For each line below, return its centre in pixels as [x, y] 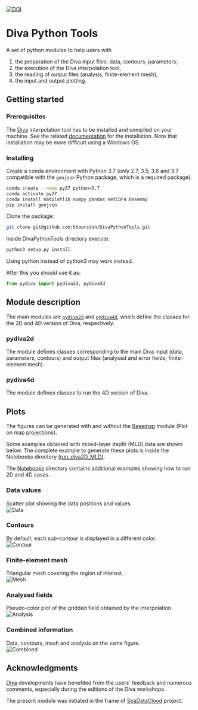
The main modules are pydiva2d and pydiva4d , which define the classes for [98, 317]
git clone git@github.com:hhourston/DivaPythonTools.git [78, 227]
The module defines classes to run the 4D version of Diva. [78, 393]
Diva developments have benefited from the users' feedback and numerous [99, 682]
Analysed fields [30, 595]
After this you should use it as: [44, 273]
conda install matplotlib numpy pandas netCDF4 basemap [77, 199]
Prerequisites [26, 117]
